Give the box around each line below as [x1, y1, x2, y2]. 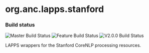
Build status [5, 21, 35, 28]
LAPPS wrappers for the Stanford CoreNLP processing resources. [5, 42, 141, 48]
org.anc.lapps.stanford [5, 3, 104, 15]
